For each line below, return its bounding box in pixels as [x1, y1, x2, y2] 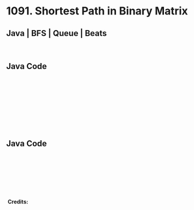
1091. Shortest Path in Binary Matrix [6, 4, 188, 18]
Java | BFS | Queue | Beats [6, 28, 107, 38]
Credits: [7, 198, 29, 205]
